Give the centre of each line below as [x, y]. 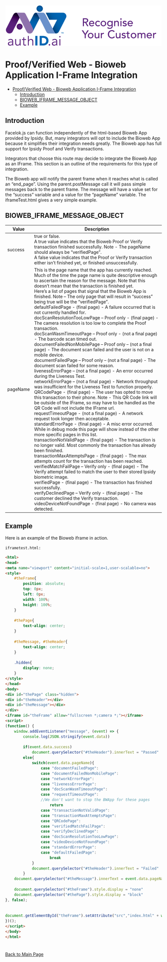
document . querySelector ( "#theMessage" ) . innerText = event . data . [82, 879]
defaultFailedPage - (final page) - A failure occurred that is [95, 307]
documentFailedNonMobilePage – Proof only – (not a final [93, 344]
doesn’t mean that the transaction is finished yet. [84, 286]
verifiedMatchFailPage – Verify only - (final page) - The [91, 466]
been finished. [49, 450]
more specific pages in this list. [66, 434]
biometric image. [51, 477]
